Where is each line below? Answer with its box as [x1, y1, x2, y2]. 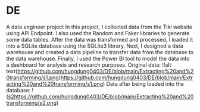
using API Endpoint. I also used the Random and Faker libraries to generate [6, 29, 190, 36]
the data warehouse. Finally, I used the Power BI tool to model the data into [6, 55, 190, 62]
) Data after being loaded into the [102, 80, 185, 87]
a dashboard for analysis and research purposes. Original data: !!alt [6, 61, 171, 69]
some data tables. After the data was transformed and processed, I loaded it [6, 36, 193, 43]
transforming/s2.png [6, 99, 57, 106]
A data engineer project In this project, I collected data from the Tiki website [6, 23, 192, 30]
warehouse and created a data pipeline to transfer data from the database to [6, 48, 194, 55]
